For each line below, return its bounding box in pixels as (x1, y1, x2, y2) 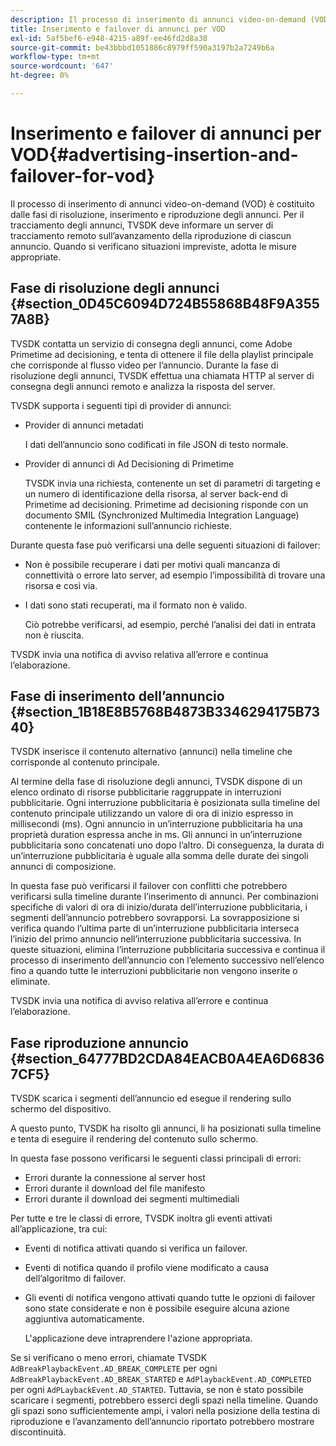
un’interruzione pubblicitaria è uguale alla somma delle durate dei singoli (10, 850, 309, 862)
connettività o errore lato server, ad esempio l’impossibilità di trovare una (24, 569, 326, 581)
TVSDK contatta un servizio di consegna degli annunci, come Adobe (10, 337, 293, 350)
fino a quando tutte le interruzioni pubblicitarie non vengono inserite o (10, 965, 298, 977)
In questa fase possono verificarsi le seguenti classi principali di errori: (10, 1152, 302, 1165)
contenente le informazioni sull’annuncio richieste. (24, 519, 232, 531)
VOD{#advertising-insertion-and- (10, 144, 299, 166)
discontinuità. (10, 1426, 67, 1438)
